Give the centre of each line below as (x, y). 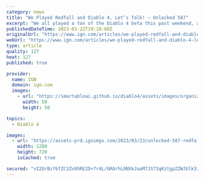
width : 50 (35, 102)
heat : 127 (19, 57)
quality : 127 (23, 52)
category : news (25, 12)
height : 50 (36, 108)
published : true (27, 63)
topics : (16, 118)
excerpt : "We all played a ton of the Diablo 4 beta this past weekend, (100, 23)
